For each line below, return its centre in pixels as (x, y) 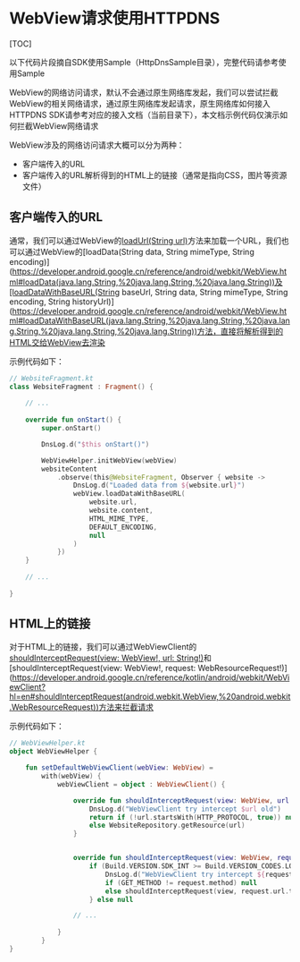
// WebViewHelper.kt (48, 744)
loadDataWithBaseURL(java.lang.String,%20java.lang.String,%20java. (151, 320)
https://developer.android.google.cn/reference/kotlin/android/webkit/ (139, 677)
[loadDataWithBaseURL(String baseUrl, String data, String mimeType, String (149, 292)
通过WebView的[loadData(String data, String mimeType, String (139, 251)
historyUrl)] (93, 302)
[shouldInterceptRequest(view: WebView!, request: (103, 668)
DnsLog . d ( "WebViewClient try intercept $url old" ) (185, 809)
